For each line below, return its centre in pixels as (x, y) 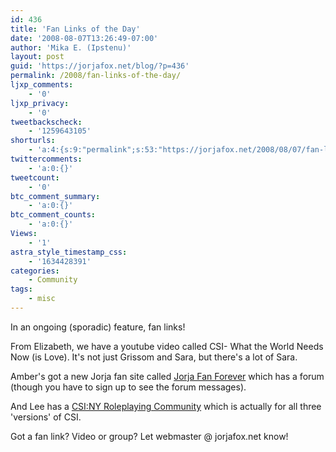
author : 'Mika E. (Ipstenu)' (71, 47)
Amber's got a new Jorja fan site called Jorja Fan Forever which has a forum (167, 376)
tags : (21, 289)
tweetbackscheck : (46, 122)
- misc (42, 299)
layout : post (37, 57)
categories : (35, 271)
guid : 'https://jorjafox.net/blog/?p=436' (100, 66)
